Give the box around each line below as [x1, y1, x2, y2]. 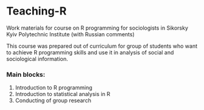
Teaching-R [6, 4, 67, 18]
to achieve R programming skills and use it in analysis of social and [6, 48, 174, 56]
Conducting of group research [15, 97, 91, 104]
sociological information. [6, 55, 68, 62]
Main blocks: [6, 70, 46, 79]
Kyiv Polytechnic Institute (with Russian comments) [6, 30, 135, 37]
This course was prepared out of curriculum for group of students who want [6, 42, 198, 50]
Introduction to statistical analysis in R [15, 91, 111, 98]
